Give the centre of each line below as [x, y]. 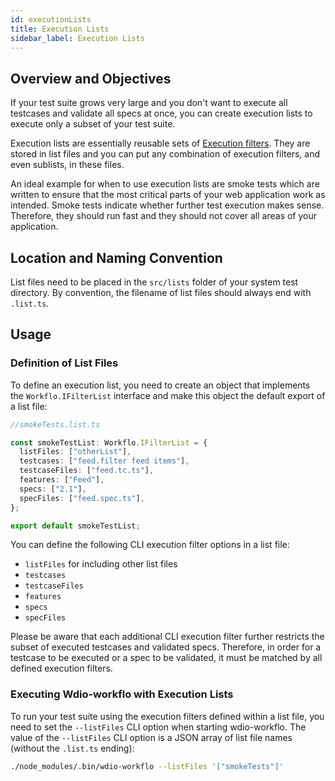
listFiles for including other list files [101, 564]
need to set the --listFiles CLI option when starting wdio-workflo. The [158, 727]
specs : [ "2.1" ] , [53, 489]
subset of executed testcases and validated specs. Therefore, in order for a [166, 647]
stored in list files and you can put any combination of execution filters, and [165, 154]
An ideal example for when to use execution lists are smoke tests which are [165, 184]
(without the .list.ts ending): [72, 748]
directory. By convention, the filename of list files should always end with [161, 292]
